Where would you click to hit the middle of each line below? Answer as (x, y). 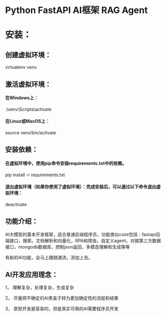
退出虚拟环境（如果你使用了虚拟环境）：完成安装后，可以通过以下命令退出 (81, 187)
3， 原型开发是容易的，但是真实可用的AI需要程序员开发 (62, 309)
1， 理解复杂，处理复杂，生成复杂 (39, 288)
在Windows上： (22, 98)
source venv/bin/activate (31, 132)
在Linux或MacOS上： (27, 121)
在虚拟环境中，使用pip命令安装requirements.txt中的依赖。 (66, 163)
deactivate (16, 204)
